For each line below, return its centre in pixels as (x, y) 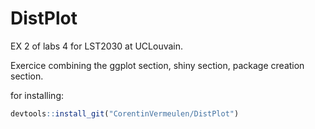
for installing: (37, 95)
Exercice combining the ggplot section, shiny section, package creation (157, 65)
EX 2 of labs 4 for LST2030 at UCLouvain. (97, 46)
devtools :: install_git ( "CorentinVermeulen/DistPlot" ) (125, 113)
